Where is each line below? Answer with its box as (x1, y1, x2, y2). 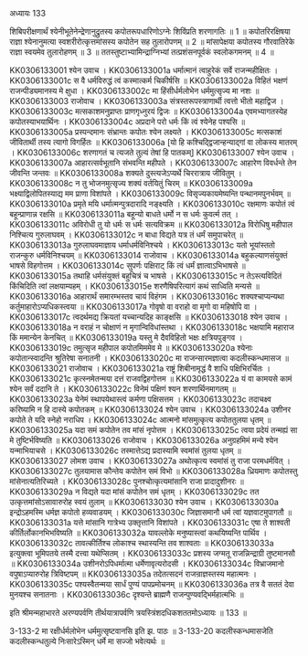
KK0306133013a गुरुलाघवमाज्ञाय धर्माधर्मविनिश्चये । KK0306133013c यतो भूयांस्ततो (9, 239, 276, 250)
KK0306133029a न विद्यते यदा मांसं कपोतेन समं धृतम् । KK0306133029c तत (9, 486, 260, 497)
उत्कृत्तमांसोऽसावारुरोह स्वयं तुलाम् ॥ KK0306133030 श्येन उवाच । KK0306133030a (9, 497, 279, 507)
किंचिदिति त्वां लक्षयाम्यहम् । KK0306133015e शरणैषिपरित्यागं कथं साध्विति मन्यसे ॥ (9, 280, 260, 291)
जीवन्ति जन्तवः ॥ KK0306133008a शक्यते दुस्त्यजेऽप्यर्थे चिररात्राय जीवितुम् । (9, 168, 242, 178)
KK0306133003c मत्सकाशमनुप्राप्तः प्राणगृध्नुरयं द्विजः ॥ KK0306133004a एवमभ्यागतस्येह (9, 106, 288, 117)
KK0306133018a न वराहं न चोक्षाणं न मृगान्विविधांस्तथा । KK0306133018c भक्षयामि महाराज (9, 322, 294, 333)
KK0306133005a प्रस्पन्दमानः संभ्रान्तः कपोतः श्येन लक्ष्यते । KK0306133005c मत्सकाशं (9, 127, 282, 137)
